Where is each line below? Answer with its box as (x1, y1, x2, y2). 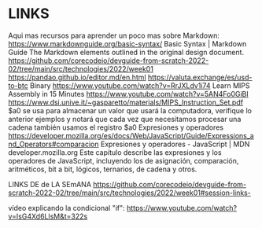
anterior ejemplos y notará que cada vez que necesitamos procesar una (8, 114, 242, 123)
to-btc (8, 80, 29, 90)
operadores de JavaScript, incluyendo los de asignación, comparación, (8, 156, 239, 165)
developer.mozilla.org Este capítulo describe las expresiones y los (8, 147, 222, 157)
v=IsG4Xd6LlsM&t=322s (8, 211, 88, 221)
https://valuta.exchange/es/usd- (147, 72, 253, 82)
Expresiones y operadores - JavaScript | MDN (100, 139, 250, 149)
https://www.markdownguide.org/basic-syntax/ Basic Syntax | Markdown (8, 39, 247, 48)
